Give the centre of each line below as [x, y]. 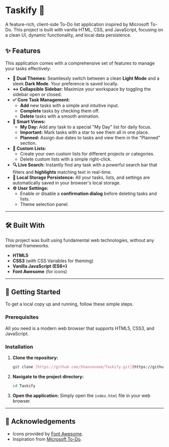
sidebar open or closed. [37, 94]
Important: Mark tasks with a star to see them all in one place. [84, 132]
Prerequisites [22, 317]
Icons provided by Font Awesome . [48, 433]
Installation [19, 346]
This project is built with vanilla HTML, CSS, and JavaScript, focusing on [88, 29]
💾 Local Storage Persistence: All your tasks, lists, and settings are [81, 177]
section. [28, 143]
